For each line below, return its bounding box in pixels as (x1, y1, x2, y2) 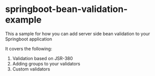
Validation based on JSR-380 (12, 55, 73, 61)
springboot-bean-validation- (5, 3, 128, 15)
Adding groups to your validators (12, 60, 80, 66)
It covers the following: (5, 45, 52, 51)
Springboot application (5, 36, 52, 42)
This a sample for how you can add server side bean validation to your (5, 30, 150, 36)
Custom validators (12, 66, 50, 72)
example (5, 14, 42, 25)
